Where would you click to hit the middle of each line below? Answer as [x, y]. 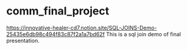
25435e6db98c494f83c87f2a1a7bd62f [56, 34]
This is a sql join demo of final [144, 34]
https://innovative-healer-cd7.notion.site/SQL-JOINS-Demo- [82, 28]
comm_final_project [58, 11]
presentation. [23, 40]
